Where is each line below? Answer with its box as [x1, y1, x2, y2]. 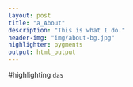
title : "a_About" [8, 19, 66, 27]
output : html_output [8, 48, 77, 56]
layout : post [8, 11, 51, 20]
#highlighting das [8, 70, 64, 79]
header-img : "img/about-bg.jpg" [8, 33, 115, 42]
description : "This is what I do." [8, 26, 126, 34]
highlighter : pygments [8, 41, 83, 49]
